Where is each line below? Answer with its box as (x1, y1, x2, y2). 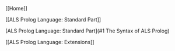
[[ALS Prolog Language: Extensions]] (5, 39, 94, 45)
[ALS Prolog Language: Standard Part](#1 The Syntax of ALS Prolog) (5, 27, 170, 34)
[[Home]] (5, 5, 27, 12)
